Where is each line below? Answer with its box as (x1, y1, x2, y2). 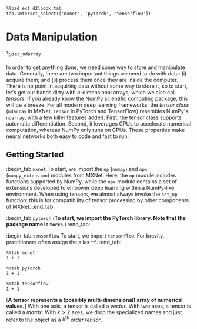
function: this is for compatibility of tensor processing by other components (6, 196, 189, 203)
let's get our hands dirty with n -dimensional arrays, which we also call (6, 88, 176, 96)
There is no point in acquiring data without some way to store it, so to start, (6, 83, 188, 90)
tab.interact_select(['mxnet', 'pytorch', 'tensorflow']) (6, 11, 151, 17)
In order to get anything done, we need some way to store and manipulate (6, 64, 185, 71)
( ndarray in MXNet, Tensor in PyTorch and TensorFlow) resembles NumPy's (6, 107, 189, 114)
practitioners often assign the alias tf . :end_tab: (6, 238, 122, 245)
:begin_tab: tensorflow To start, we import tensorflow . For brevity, (6, 232, 165, 239)
